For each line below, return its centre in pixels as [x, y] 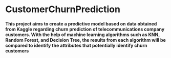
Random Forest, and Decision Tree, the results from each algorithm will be [86, 40]
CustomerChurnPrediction [63, 9]
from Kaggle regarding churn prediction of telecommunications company [85, 29]
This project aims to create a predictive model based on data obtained [81, 23]
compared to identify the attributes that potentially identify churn [76, 45]
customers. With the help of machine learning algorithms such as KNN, [83, 35]
